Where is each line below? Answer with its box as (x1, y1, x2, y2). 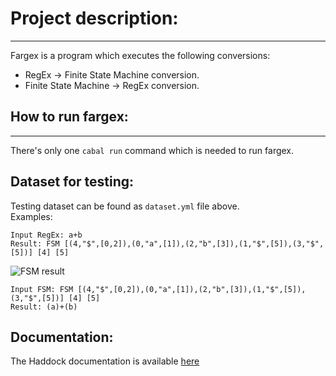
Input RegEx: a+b (10, 230, 83, 240)
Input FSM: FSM (10, 284, 74, 294)
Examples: (10, 210, 53, 222)
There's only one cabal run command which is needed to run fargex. (10, 144, 295, 156)
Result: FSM (10, 238, 60, 249)
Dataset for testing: (10, 173, 135, 191)
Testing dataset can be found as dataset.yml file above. (10, 200, 240, 212)
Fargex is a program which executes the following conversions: (10, 49, 271, 61)
